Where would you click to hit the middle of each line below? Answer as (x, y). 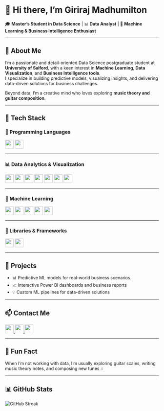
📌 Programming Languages (38, 132)
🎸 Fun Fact (21, 352)
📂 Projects (21, 265)
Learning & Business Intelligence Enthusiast (51, 31)
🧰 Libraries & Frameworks (36, 230)
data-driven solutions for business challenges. (52, 83)
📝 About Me (23, 51)
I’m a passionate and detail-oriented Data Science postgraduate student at (80, 63)
